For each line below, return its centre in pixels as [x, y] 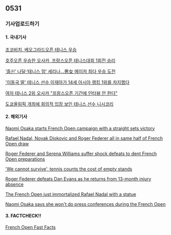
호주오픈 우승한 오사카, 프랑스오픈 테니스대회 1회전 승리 [60, 60]
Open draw [17, 143]
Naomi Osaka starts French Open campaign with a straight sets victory [80, 128]
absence [15, 184]
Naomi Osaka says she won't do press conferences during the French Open [85, 204]
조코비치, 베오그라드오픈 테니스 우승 [41, 49]
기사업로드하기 [22, 24]
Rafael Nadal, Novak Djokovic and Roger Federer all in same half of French [84, 138]
